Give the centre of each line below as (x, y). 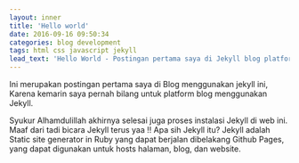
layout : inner (36, 17)
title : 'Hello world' (49, 26)
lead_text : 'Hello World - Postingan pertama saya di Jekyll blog (135, 59)
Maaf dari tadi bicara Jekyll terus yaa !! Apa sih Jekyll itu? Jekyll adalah (140, 130)
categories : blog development (65, 42)
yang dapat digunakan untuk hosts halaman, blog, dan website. (125, 149)
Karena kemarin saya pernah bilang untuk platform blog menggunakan (138, 94)
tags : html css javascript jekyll (73, 51)
